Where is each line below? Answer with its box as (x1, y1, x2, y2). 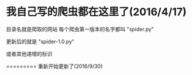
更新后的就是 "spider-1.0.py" (6, 38, 75, 45)
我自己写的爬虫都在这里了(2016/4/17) (6, 5, 187, 19)
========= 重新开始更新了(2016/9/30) (6, 62, 103, 70)
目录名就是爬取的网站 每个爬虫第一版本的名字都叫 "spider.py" (6, 26, 154, 33)
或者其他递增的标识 (6, 50, 53, 57)
